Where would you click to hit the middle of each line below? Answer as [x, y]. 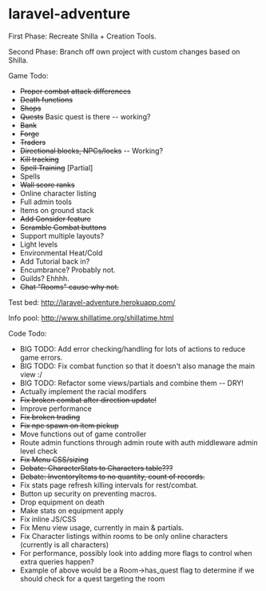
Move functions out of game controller [83, 434]
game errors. [41, 357]
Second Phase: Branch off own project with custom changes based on [124, 51]
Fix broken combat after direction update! [88, 400]
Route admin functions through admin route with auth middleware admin [139, 442]
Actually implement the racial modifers [83, 391]
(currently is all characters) [64, 545]
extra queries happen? [57, 561]
